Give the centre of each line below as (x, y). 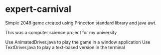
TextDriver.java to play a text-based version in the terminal (65, 47)
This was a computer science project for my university (61, 32)
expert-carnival (38, 9)
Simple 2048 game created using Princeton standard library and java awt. (81, 23)
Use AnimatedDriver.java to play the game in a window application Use (78, 42)
